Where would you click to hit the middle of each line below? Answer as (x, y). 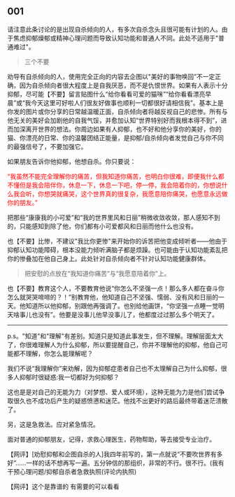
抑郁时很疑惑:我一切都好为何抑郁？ (70, 377)
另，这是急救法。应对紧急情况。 (53, 424)
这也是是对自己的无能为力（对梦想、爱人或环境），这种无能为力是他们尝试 (113, 392)
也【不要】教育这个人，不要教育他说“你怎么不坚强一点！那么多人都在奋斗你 (116, 288)
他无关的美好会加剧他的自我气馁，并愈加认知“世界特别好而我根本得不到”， (114, 120)
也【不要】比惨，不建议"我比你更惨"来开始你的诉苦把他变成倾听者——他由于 (117, 241)
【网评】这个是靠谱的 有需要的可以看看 (63, 486)
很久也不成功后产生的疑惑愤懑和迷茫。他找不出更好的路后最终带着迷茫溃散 (120, 400)
